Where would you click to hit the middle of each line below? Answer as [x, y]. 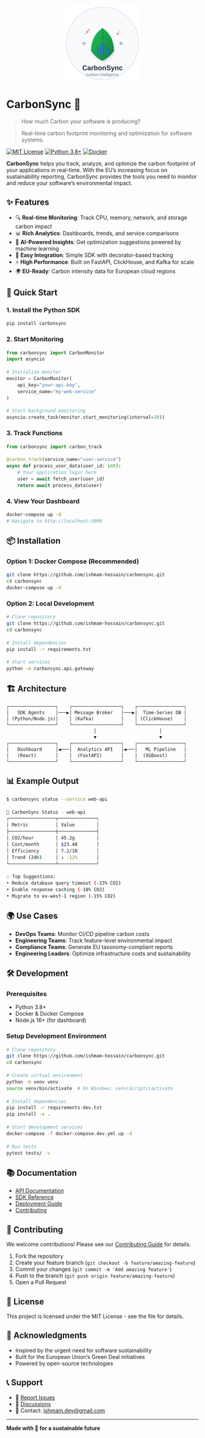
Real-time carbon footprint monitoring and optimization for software [106, 133]
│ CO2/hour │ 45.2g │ [53, 838]
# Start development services [45, 1127]
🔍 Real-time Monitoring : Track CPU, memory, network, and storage [101, 217]
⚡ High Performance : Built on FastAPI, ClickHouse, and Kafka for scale [104, 262]
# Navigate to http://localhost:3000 [54, 521]
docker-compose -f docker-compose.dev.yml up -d [69, 1133]
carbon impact [34, 226]
